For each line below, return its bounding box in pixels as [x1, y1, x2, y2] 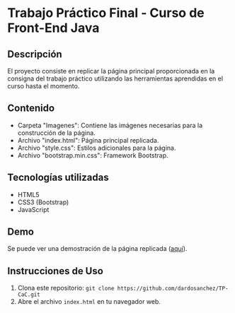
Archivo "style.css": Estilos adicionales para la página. [17, 143, 176, 152]
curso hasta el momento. [7, 82, 80, 90]
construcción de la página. [17, 129, 96, 137]
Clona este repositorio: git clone [17, 284, 115, 293]
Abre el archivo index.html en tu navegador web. [17, 297, 161, 306]
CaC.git [17, 291, 40, 298]
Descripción [7, 48, 62, 60]
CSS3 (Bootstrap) [17, 198, 69, 206]
